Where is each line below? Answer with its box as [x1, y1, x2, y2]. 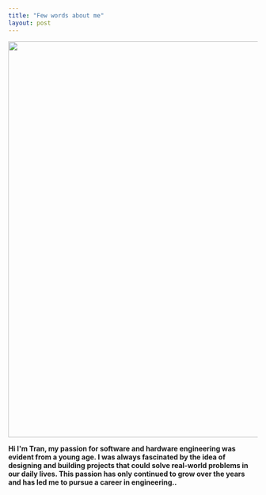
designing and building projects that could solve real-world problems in [8, 460, 249, 470]
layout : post [8, 19, 51, 27]
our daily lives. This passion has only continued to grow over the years [8, 469, 245, 478]
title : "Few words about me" [8, 11, 104, 20]
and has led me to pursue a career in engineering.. [8, 477, 177, 487]
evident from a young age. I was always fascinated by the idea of [8, 452, 226, 462]
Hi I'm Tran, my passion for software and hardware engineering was [8, 444, 236, 453]
